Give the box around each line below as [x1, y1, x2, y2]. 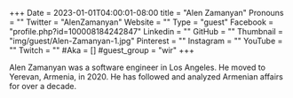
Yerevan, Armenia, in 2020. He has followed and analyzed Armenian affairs [9, 72, 284, 82]
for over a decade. [9, 81, 77, 91]
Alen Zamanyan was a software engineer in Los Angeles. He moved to [9, 62, 266, 72]
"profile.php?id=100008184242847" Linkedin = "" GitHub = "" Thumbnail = [9, 26, 284, 36]
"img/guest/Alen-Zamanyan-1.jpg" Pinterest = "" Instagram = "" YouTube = [9, 35, 283, 46]
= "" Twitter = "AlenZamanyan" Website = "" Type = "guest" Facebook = [9, 17, 274, 27]
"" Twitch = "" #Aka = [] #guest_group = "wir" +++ [9, 45, 195, 56]
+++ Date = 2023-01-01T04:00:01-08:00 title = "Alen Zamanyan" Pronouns [9, 8, 284, 18]
